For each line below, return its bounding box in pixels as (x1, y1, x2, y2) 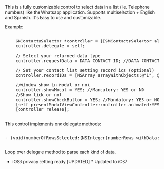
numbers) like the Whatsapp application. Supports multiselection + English (5, 9, 155, 15)
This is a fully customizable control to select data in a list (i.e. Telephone (5, 4, 150, 10)
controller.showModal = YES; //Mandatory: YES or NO (15, 87, 144, 92)
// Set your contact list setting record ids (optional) (15, 68, 155, 73)
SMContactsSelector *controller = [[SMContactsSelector (15, 39, 152, 43)
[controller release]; (15, 107, 70, 112)
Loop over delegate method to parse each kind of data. (5, 149, 116, 155)
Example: (5, 24, 24, 30)
